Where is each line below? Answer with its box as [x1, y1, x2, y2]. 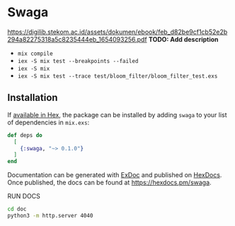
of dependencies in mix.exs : [7, 118, 90, 126]
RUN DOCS [7, 192, 40, 201]
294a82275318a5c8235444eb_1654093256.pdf [7, 35, 147, 43]
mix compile [17, 50, 53, 57]
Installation [7, 92, 58, 104]
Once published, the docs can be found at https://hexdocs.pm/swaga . [7, 178, 212, 187]
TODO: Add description [148, 35, 219, 43]
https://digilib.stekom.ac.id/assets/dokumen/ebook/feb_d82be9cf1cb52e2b [7, 28, 228, 36]
